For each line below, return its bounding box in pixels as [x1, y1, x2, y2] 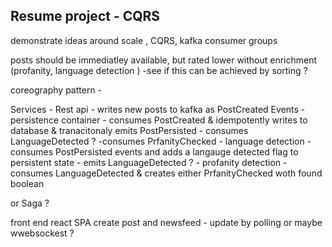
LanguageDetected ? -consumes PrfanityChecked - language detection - [10, 135, 312, 147]
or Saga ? [10, 197, 50, 209]
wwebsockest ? [10, 227, 75, 239]
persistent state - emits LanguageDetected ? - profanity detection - [10, 156, 288, 168]
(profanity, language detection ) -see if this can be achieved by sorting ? [10, 64, 308, 76]
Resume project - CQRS [10, 8, 161, 25]
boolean [10, 177, 45, 189]
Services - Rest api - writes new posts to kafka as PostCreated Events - [10, 103, 306, 115]
